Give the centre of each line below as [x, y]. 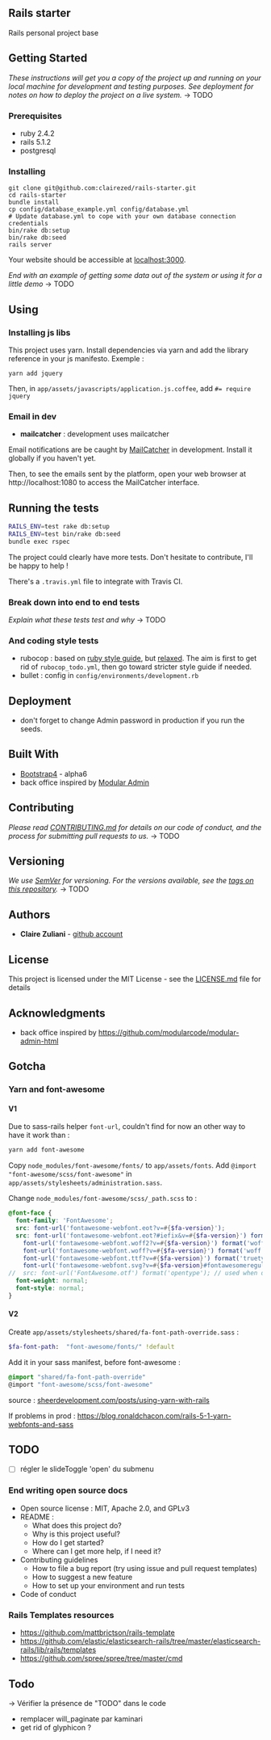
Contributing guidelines [59, 1560]
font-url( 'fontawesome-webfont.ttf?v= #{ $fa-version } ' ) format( [131, 1258]
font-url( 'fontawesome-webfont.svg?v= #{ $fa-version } [113, 1266]
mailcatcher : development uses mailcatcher [94, 434]
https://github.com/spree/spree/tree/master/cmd [101, 1658]
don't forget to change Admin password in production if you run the [132, 720]
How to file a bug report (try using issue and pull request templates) [145, 1568]
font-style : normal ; [50, 1288]
